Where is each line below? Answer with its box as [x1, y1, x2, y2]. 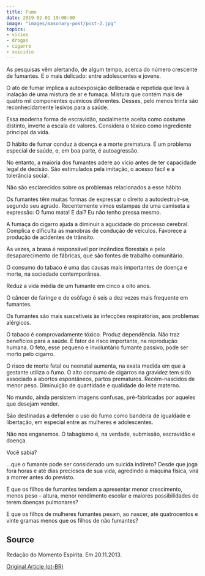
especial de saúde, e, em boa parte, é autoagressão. [6, 146, 139, 154]
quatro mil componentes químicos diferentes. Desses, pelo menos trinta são [6, 97, 199, 104]
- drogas [6, 37, 29, 44]
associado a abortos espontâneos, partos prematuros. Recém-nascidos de [6, 375, 195, 382]
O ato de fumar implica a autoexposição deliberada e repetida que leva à [6, 84, 190, 91]
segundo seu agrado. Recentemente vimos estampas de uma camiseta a [6, 202, 190, 209]
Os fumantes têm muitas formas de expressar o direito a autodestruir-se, [6, 195, 190, 203]
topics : [6, 26, 26, 32]
